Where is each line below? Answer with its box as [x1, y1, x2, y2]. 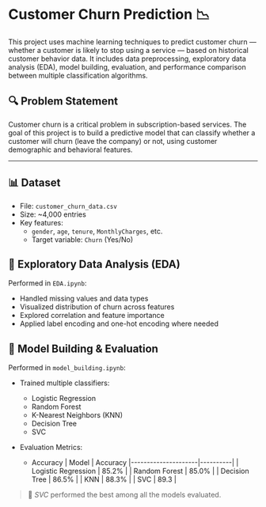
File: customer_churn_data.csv [19, 201, 117, 210]
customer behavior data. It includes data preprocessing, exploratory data [8, 54, 247, 63]
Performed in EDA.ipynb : [8, 278, 87, 288]
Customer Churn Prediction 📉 [8, 6, 210, 24]
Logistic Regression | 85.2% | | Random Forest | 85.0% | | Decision [31, 467, 249, 476]
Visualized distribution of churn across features [19, 302, 175, 312]
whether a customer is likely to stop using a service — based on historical [8, 45, 249, 55]
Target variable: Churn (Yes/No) [31, 234, 134, 244]
